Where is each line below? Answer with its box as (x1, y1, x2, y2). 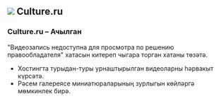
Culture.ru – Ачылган (7, 27, 83, 37)
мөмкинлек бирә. (17, 86, 71, 95)
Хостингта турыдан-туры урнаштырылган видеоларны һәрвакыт (17, 64, 214, 73)
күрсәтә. (17, 71, 44, 80)
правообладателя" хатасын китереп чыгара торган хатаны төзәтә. (7, 50, 208, 59)
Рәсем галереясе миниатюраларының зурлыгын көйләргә (17, 79, 195, 88)
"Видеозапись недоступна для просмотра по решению (7, 42, 174, 52)
